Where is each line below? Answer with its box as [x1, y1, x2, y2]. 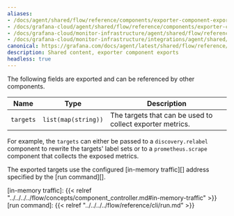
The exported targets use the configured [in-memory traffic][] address [7, 165, 210, 173]
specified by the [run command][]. [7, 172, 106, 181]
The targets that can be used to [110, 110, 213, 120]
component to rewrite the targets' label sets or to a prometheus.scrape [7, 144, 208, 153]
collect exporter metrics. [110, 119, 190, 129]
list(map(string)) [42, 116, 104, 123]
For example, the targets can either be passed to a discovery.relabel [7, 137, 209, 145]
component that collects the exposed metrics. [7, 151, 139, 160]
